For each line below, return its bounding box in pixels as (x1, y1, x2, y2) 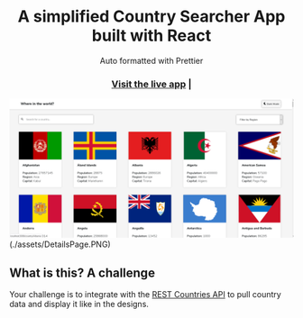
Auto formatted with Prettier (99, 55, 204, 66)
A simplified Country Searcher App (17, 6, 286, 27)
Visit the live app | (111, 77, 192, 90)
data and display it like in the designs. (9, 299, 149, 310)
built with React (91, 25, 212, 46)
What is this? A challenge (9, 265, 156, 280)
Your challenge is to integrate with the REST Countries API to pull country (9, 289, 281, 300)
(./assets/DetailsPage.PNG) (9, 239, 111, 250)
